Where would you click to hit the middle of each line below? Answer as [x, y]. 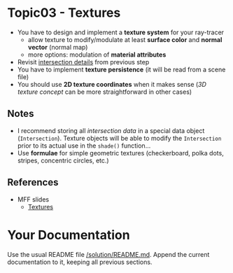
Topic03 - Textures [64, 13]
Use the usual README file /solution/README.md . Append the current [108, 254]
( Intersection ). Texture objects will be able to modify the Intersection [119, 138]
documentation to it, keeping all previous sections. [80, 262]
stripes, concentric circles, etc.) [63, 160]
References [33, 182]
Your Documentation [69, 235]
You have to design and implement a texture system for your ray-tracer [121, 32]
